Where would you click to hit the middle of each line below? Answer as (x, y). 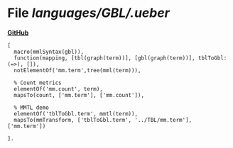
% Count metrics (38, 83)
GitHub (18, 33)
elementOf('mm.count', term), (58, 89)
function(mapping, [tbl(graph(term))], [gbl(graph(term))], (104, 58)
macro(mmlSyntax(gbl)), (49, 52)
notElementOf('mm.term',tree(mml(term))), (77, 70)
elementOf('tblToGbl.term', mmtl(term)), (76, 114)
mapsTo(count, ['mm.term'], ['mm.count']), (79, 95)
